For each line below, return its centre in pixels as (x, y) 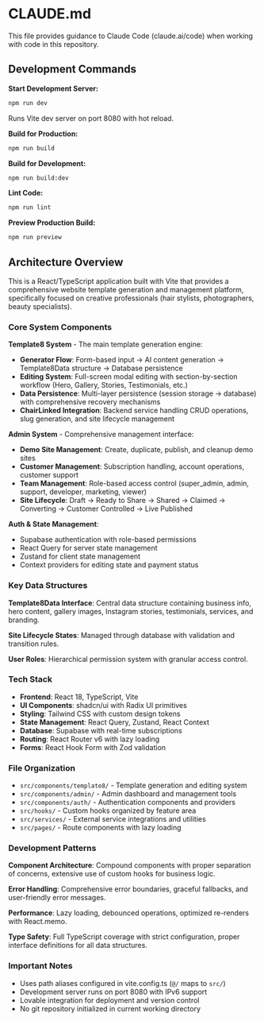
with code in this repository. (54, 44)
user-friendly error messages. (57, 898)
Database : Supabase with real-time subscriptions (101, 730)
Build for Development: (47, 163)
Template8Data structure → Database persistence (101, 368)
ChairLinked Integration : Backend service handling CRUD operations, (134, 411)
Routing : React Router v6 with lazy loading (90, 739)
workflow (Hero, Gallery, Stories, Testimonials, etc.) (103, 385)
